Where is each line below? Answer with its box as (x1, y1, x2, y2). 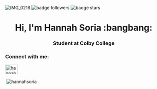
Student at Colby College (53, 40, 115, 47)
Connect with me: (5, 53, 49, 60)
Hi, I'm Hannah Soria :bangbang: (14, 22, 153, 33)
